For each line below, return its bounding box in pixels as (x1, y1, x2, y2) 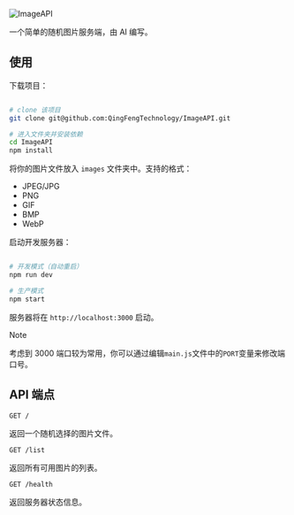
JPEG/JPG (21, 181, 60, 192)
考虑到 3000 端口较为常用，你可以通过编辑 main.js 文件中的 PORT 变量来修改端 (9, 348, 285, 358)
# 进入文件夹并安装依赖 (9, 129, 84, 139)
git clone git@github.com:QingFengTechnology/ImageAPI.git (9, 113, 231, 123)
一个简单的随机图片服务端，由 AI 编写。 (9, 27, 153, 37)
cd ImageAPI (9, 138, 53, 147)
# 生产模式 (9, 286, 44, 296)
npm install (9, 146, 53, 155)
